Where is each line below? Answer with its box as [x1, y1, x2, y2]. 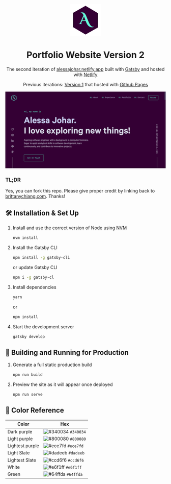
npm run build [12, 372, 43, 377]
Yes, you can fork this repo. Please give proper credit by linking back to [5, 188, 155, 194]
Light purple [7, 435, 33, 442]
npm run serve [12, 392, 43, 397]
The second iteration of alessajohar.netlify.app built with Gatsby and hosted [6, 66, 165, 72]
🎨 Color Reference [5, 406, 65, 415]
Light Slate [7, 450, 30, 456]
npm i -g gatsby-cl [12, 275, 54, 280]
